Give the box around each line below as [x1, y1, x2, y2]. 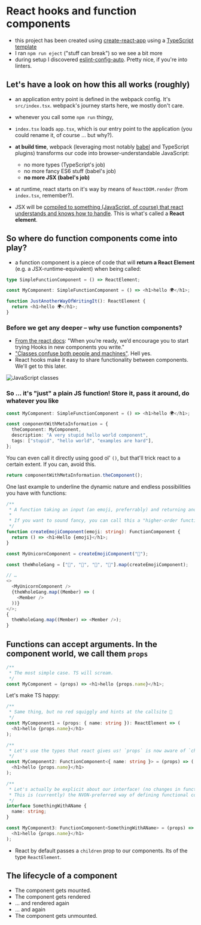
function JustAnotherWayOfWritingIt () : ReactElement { [6, 298, 146, 304]
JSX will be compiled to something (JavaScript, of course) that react [14, 203, 184, 210]
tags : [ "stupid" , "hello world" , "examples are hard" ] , [11, 438, 154, 444]
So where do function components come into [6, 234, 178, 244]
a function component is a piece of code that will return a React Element [14, 259, 195, 266]
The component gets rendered [14, 893, 91, 900]
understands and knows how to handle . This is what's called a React [14, 210, 184, 217]
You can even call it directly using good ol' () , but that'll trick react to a [6, 454, 181, 461]
